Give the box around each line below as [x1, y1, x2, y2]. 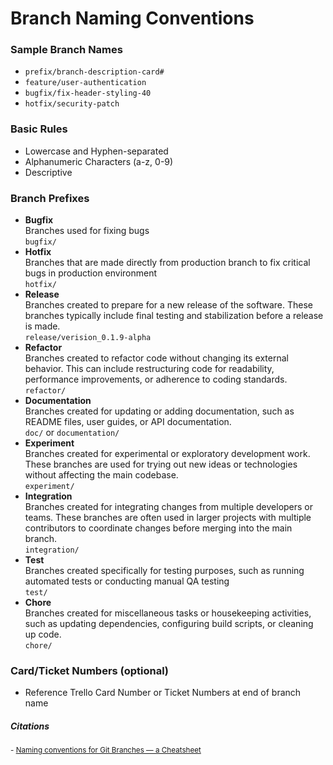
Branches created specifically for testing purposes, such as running [24, 565, 305, 577]
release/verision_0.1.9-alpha [24, 333, 152, 343]
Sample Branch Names [10, 43, 123, 57]
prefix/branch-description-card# [24, 67, 165, 77]
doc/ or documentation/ [24, 427, 120, 439]
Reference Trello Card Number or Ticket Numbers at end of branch [24, 687, 302, 699]
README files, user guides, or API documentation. [24, 416, 232, 428]
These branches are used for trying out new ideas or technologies [24, 458, 298, 471]
